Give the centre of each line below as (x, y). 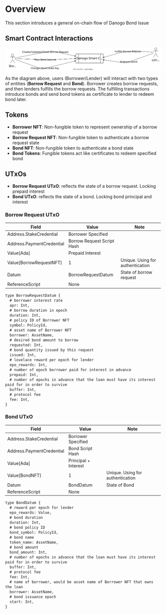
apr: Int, (20, 305)
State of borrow (136, 272)
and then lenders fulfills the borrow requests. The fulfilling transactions (77, 89)
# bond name (22, 538)
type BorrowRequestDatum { (33, 295)
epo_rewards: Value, (31, 513)
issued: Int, (23, 355)
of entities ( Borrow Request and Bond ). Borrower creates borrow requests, (82, 84)
